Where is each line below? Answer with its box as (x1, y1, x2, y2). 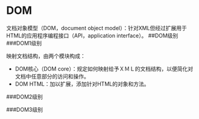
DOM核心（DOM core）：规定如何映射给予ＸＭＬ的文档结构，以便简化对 (14, 65, 194, 72)
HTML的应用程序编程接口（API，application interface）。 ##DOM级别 (6, 31, 178, 39)
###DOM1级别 (6, 39, 42, 47)
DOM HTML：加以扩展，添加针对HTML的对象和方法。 (14, 80, 150, 88)
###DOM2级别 (6, 93, 43, 100)
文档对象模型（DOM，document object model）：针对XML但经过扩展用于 (6, 24, 187, 31)
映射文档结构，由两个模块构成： (6, 52, 86, 59)
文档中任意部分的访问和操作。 (14, 72, 89, 80)
